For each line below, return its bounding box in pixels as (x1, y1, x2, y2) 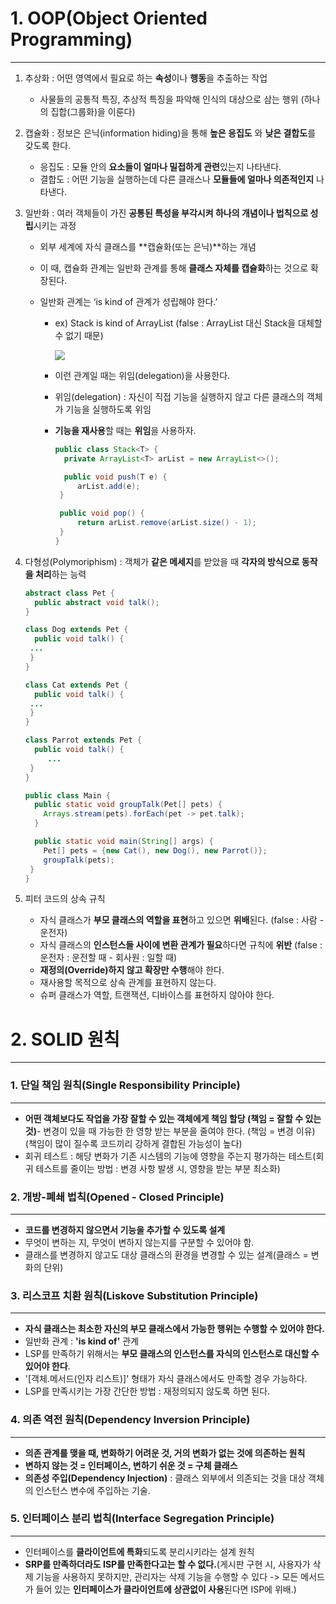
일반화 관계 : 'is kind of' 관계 (24, 1335, 140, 1347)
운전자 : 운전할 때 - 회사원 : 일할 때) (39, 952, 178, 964)
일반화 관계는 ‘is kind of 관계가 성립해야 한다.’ (39, 295, 218, 307)
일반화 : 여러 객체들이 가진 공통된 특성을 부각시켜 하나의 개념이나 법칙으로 (24, 207, 309, 219)
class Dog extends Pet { (24, 625, 129, 635)
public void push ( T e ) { (63, 472, 168, 482)
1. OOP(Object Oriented (10, 7, 208, 30)
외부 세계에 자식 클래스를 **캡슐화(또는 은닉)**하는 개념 (39, 240, 257, 252)
